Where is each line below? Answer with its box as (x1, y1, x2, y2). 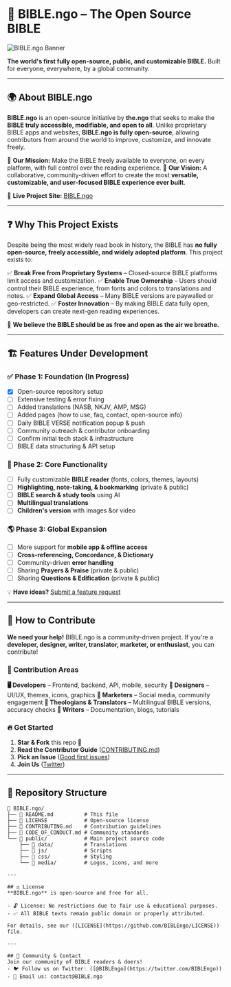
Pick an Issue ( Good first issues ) (16, 753, 110, 761)
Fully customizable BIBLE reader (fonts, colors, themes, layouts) (16, 475, 199, 483)
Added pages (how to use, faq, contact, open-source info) (16, 410, 183, 419)
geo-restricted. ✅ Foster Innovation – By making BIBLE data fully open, (7, 299, 210, 308)
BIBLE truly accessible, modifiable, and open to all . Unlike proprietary (7, 121, 208, 129)
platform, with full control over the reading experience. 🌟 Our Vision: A (7, 163, 208, 172)
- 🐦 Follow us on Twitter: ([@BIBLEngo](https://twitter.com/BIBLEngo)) (7, 966, 222, 973)
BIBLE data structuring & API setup (16, 441, 115, 450)
